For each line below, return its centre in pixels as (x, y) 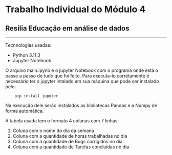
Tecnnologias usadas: (28, 45)
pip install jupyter (36, 96)
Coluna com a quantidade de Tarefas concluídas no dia (71, 147)
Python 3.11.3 (27, 55)
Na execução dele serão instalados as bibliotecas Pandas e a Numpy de (81, 105)
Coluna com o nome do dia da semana (53, 131)
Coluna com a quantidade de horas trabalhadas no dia (70, 136)
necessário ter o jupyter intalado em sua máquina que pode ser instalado (82, 81)
